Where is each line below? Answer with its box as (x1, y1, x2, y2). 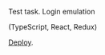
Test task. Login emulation (8, 7, 95, 16)
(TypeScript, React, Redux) (8, 22, 98, 31)
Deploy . (8, 37, 34, 47)
